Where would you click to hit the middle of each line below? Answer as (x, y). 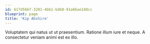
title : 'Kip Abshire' (27, 18)
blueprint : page (21, 14)
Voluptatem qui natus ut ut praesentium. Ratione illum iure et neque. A (75, 32)
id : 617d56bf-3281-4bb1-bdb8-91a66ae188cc (49, 9)
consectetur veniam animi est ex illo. (42, 37)
